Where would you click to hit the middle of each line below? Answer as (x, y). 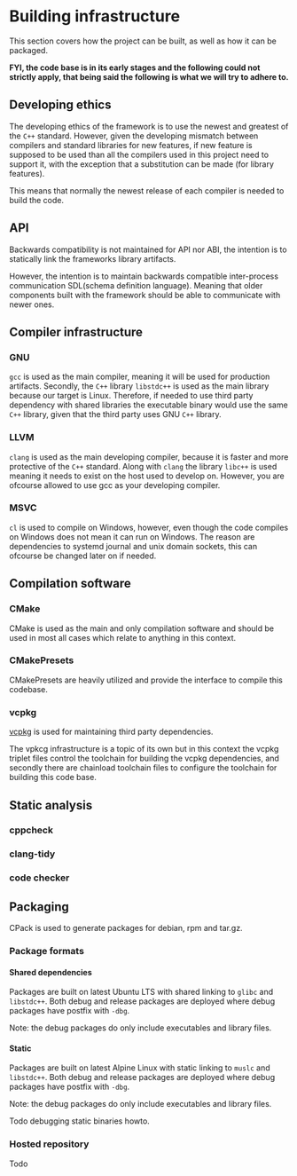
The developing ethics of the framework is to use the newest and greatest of (149, 126)
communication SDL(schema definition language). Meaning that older (136, 285)
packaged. (29, 50)
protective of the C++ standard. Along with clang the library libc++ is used (143, 466)
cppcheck (31, 830)
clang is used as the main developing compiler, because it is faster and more (149, 457)
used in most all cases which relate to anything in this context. (123, 637)
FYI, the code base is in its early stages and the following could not (135, 67)
